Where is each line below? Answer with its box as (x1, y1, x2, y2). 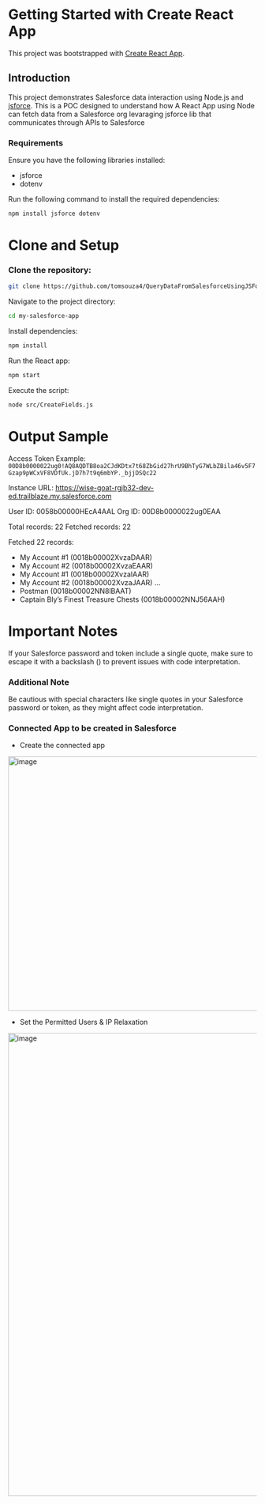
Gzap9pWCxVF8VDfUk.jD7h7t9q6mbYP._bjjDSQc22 (8, 469, 157, 477)
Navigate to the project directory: (8, 297, 116, 306)
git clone (8, 282, 41, 290)
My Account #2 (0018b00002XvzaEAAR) (19, 561, 154, 570)
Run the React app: (8, 356, 70, 365)
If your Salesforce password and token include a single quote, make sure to (8, 648, 254, 658)
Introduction (8, 71, 71, 85)
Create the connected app (19, 741, 105, 750)
